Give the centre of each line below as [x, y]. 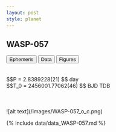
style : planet [24, 19]
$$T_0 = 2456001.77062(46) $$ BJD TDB [58, 86]
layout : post [23, 13]
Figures [68, 59]
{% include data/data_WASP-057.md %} [56, 123]
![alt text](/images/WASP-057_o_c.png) [54, 112]
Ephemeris [21, 59]
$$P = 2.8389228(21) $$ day [43, 80]
